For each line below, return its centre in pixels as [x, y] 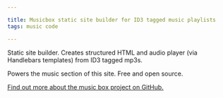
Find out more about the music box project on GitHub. [85, 87]
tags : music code [33, 26]
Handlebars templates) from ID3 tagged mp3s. [75, 59]
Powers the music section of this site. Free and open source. [95, 73]
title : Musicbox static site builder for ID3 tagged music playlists [112, 20]
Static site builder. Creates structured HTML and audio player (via [102, 52]
